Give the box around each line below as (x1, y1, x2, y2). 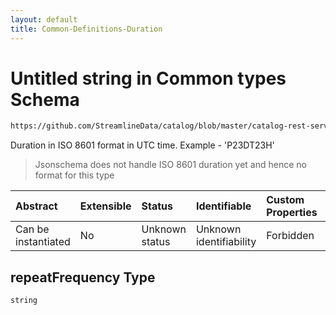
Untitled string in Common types (10, 67, 287, 90)
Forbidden (266, 229, 315, 243)
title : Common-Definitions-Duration (10, 24, 163, 34)
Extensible (79, 199, 132, 213)
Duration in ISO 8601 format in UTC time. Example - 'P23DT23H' (10, 139, 275, 151)
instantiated (15, 235, 71, 249)
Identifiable (195, 199, 252, 213)
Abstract (15, 199, 58, 213)
